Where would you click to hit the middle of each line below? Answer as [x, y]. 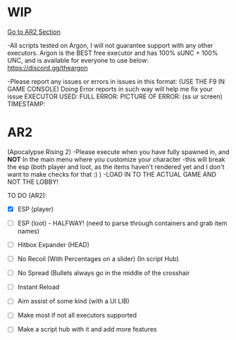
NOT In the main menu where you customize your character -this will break [116, 159]
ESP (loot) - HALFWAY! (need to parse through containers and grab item [122, 223]
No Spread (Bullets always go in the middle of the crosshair [104, 273]
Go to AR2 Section [34, 32]
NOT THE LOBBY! [33, 182]
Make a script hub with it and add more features [87, 329]
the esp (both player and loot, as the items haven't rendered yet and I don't [116, 167]
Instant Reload [38, 287]
